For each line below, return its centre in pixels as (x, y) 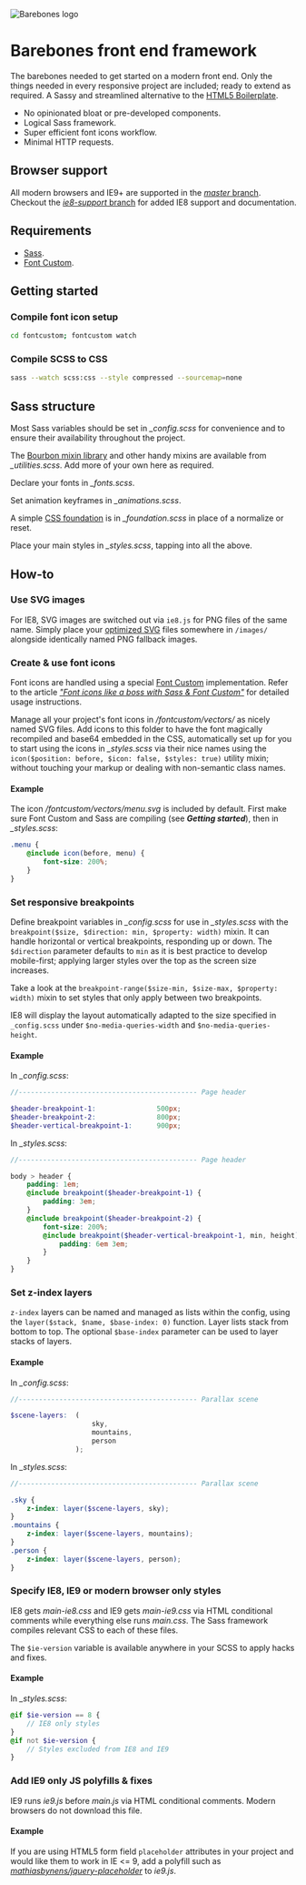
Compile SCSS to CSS (59, 360)
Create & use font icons (63, 663)
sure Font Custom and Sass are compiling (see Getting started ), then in (145, 818)
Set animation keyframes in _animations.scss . (96, 501)
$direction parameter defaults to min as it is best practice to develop (139, 950)
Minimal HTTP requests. (69, 142)
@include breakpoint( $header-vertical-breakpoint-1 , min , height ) (171, 1235)
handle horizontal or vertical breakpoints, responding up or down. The (141, 941)
